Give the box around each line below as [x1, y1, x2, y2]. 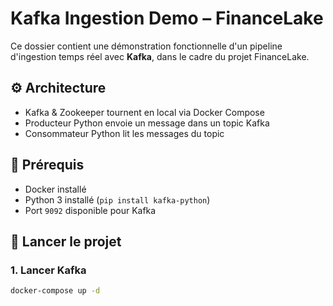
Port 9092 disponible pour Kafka [24, 204, 157, 216]
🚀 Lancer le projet [10, 233, 122, 250]
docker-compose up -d [10, 286, 101, 296]
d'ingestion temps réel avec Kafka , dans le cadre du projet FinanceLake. [10, 50, 310, 62]
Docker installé [24, 183, 87, 195]
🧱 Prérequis [10, 157, 85, 174]
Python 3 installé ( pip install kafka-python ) [24, 193, 211, 206]
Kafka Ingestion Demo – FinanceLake [10, 7, 324, 30]
